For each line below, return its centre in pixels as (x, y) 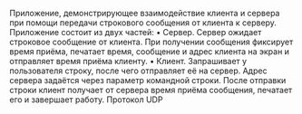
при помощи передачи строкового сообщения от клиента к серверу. (143, 23)
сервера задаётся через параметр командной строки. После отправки (148, 80)
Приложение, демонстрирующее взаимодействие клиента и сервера (145, 13)
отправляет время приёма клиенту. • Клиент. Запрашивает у (128, 61)
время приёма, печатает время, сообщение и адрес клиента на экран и (150, 52)
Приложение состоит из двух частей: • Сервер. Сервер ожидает (136, 32)
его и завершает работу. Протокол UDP (86, 100)
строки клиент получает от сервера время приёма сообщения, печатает (151, 90)
